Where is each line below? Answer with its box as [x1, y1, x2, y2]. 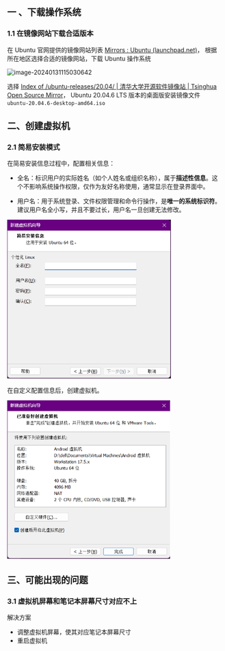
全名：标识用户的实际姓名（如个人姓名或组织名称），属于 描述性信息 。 [16, 174, 212, 182]
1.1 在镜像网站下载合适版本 [7, 29, 94, 38]
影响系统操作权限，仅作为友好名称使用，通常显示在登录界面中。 [29, 183, 209, 191]
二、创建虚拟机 [7, 120, 70, 132]
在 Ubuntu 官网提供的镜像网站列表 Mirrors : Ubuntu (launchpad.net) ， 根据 [7, 45, 217, 54]
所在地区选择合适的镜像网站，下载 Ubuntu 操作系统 [7, 54, 152, 62]
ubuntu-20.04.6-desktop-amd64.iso [7, 100, 106, 106]
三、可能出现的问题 [7, 574, 88, 586]
